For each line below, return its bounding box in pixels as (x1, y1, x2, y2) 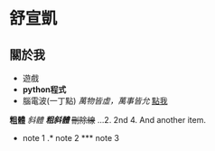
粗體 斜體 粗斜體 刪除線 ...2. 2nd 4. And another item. (9, 115, 206, 125)
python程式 (22, 84, 67, 95)
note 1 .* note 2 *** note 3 (22, 133, 120, 143)
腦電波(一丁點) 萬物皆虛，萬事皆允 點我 (22, 96, 168, 106)
